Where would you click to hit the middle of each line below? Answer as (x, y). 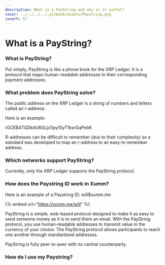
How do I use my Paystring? (39, 257)
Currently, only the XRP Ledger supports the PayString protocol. (70, 171)
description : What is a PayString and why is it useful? (65, 10)
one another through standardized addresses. (52, 234)
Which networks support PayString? (50, 161)
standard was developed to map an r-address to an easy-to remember (76, 142)
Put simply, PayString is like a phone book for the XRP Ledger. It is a (74, 69)
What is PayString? (28, 59)
